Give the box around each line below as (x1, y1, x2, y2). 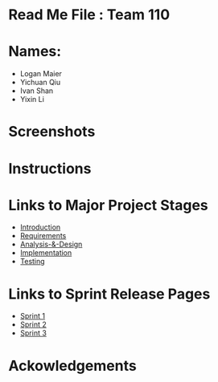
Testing (19, 257, 46, 266)
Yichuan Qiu (19, 78, 61, 87)
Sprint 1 (19, 311, 46, 321)
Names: (8, 43, 62, 61)
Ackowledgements (8, 356, 137, 375)
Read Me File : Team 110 (8, 6, 171, 24)
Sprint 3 (19, 328, 47, 338)
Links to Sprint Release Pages (8, 285, 211, 303)
